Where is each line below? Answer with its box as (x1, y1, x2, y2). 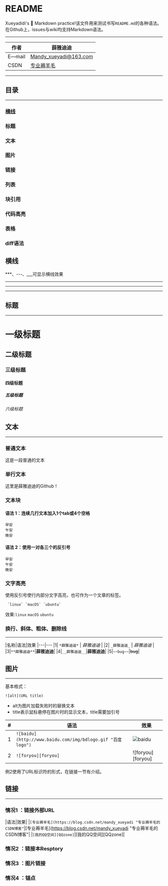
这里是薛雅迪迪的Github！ (5, 483, 58, 489)
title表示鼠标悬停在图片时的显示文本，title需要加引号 (12, 709, 120, 715)
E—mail (7, 53, 26, 60)
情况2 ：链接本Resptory (5, 845, 63, 852)
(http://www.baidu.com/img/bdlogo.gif (15, 737, 108, 742)
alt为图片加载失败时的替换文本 (12, 703, 75, 709)
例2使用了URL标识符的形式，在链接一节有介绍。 (5, 768, 104, 775)
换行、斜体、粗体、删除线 (5, 625, 67, 632)
